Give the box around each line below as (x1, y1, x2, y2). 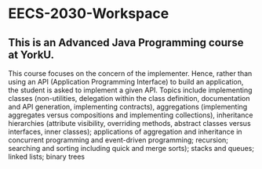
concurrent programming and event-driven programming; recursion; (8, 135, 229, 145)
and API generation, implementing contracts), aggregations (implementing (8, 102, 248, 111)
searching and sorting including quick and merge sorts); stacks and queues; (8, 144, 255, 153)
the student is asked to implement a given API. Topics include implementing (8, 85, 253, 95)
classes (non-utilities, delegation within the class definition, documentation (8, 94, 250, 102)
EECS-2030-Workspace (8, 5, 169, 23)
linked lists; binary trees (8, 152, 85, 161)
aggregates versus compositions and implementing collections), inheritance (8, 110, 253, 120)
